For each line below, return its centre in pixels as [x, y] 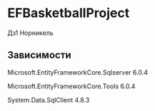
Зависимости [39, 55]
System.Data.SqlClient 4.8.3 [49, 100]
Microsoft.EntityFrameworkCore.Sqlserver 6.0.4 [78, 72]
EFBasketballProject [69, 13]
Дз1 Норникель [30, 33]
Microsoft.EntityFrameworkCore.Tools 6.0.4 [71, 86]
